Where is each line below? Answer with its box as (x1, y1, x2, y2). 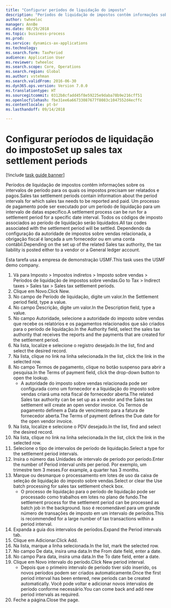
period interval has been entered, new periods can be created (20, 575, 150, 581)
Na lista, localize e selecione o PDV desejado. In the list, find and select (13, 424, 161, 430)
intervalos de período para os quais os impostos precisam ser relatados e (6, 187, 159, 193)
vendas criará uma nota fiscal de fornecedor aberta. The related (20, 391, 154, 397)
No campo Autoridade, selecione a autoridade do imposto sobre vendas (13, 315, 164, 321)
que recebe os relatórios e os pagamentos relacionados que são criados (13, 321, 165, 327)
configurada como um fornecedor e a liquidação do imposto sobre (20, 385, 160, 391)
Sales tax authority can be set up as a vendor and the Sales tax (20, 396, 153, 403)
